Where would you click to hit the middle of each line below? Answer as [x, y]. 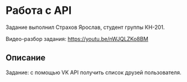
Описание [26, 58]
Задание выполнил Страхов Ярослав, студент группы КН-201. [85, 27]
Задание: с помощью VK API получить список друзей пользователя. [93, 72]
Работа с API [39, 11]
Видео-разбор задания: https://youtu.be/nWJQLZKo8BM [77, 39]
